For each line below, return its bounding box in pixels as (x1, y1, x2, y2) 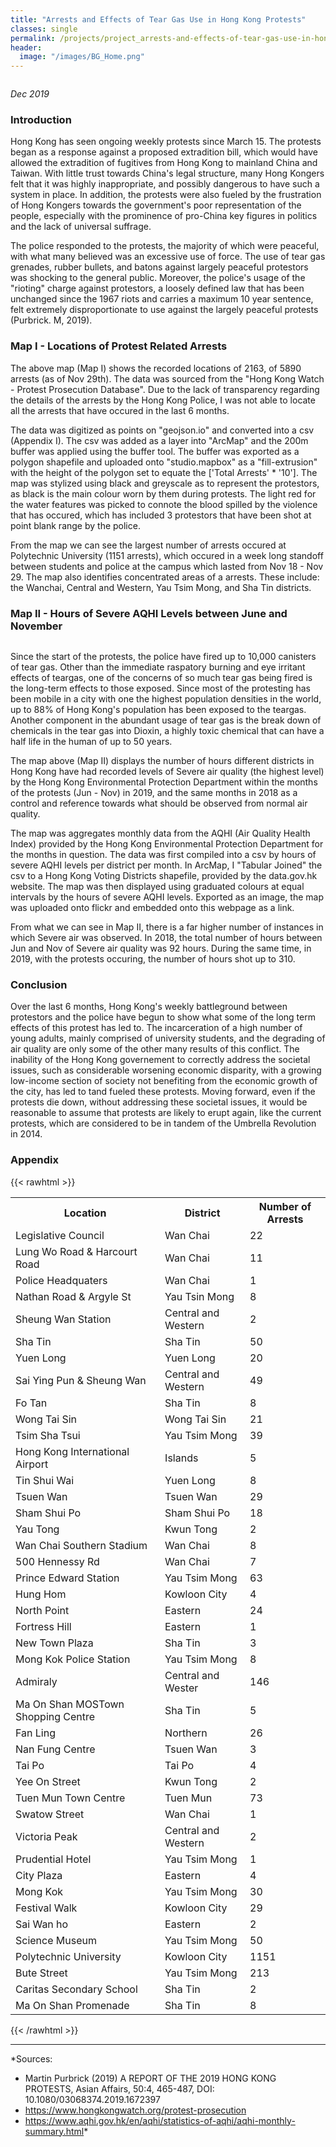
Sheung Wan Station (15, 1312, 112, 1326)
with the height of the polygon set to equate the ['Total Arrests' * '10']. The (10, 466, 318, 478)
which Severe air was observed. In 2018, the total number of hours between (10, 932, 323, 944)
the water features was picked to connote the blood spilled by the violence (10, 498, 318, 510)
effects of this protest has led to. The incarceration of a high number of (10, 1022, 303, 1034)
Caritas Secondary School (15, 1982, 138, 1996)
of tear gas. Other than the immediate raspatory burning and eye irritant (10, 661, 306, 673)
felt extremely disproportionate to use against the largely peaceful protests (10, 304, 319, 316)
